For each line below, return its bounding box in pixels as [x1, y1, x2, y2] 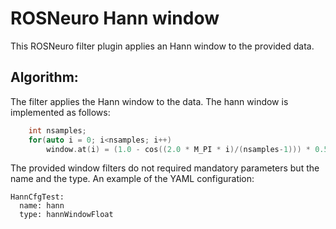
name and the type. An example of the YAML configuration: [10, 173, 255, 185]
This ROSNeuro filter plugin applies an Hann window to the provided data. [10, 40, 315, 52]
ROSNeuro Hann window [10, 7, 220, 30]
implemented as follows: [10, 106, 111, 118]
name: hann [19, 201, 65, 211]
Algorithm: [10, 69, 79, 86]
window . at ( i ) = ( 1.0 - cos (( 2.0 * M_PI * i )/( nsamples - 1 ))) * [46, 144, 311, 154]
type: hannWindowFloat [19, 210, 114, 220]
